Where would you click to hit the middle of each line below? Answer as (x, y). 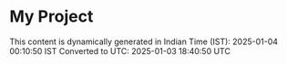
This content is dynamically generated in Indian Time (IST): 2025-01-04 (144, 41)
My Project (51, 17)
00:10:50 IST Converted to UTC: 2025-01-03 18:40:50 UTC (120, 50)
